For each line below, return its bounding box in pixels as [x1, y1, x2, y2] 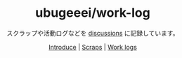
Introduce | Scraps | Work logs [48, 43, 138, 51]
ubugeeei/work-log [35, 5, 150, 21]
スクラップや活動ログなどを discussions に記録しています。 [6, 29, 179, 37]
